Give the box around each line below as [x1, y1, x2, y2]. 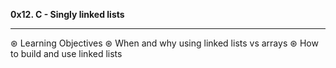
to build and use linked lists [10, 48, 123, 59]
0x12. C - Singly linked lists [10, 9, 125, 20]
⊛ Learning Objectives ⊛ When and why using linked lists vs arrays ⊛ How [10, 37, 319, 49]
